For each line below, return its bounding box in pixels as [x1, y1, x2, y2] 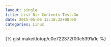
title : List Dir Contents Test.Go [5, 12, 79, 17]
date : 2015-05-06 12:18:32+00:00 [5, 17, 76, 22]
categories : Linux [5, 21, 44, 27]
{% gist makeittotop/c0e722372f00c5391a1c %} [5, 36, 106, 42]
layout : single [5, 7, 38, 13]
